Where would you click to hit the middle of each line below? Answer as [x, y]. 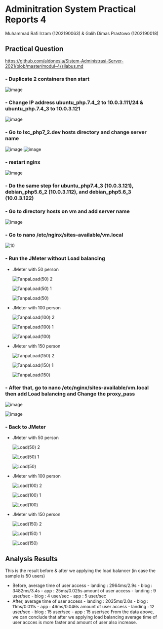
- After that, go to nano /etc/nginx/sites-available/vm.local [77, 387]
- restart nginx [23, 162]
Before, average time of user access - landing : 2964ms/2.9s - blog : [82, 585]
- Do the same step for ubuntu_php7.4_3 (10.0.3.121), [69, 186]
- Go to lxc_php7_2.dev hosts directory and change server [76, 132]
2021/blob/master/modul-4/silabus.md [44, 66]
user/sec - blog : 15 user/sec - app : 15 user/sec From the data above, [83, 612]
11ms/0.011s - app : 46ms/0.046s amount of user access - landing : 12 [83, 607]
